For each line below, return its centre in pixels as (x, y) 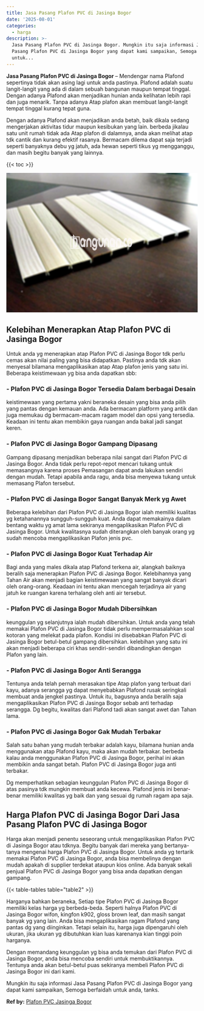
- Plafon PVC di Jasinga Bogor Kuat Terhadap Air (80, 553)
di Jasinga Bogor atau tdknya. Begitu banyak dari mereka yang (85, 845)
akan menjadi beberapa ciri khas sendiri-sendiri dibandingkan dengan (94, 648)
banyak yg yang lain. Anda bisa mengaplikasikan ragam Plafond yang (93, 921)
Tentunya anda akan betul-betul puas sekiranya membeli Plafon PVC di (95, 965)
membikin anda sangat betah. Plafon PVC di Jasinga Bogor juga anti (91, 764)
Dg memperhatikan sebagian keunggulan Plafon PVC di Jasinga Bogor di (97, 782)
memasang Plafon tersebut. (41, 483)
